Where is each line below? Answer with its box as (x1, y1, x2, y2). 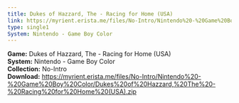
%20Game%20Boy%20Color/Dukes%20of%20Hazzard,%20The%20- (7, 80, 216, 89)
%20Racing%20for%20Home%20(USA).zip (7, 87, 137, 96)
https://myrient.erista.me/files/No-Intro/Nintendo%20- (41, 72, 201, 81)
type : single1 (7, 23, 50, 31)
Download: (7, 72, 41, 81)
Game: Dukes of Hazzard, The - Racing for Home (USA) (7, 50, 171, 58)
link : (7, 17, 23, 24)
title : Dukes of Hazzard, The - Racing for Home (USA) (7, 10, 174, 18)
